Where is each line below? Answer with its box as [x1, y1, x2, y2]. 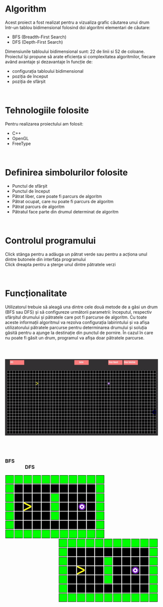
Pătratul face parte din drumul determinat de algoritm [12, 208, 119, 214]
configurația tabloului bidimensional [12, 68, 84, 74]
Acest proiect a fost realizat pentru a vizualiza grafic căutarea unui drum [5, 19, 149, 25]
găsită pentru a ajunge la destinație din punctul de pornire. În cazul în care [5, 330, 154, 335]
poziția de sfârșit [12, 79, 46, 84]
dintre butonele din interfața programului [5, 256, 86, 262]
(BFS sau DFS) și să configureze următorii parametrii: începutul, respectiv [5, 309, 152, 315]
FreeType [12, 141, 31, 146]
